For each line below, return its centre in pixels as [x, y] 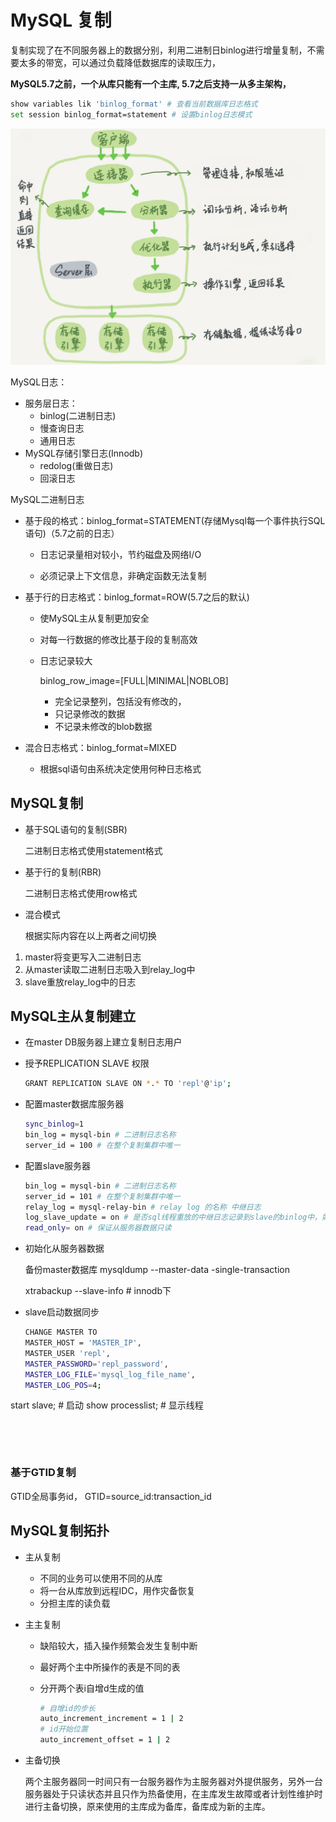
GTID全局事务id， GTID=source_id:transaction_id [111, 1496]
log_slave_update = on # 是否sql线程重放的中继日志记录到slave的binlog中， [173, 1217]
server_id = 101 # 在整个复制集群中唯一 [102, 1196]
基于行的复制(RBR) [63, 872]
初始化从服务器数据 [64, 1248]
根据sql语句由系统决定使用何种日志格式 [120, 768]
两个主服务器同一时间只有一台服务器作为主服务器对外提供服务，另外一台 [173, 1782]
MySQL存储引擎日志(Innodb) [84, 453]
